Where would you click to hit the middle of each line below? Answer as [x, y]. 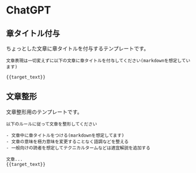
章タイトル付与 [33, 33]
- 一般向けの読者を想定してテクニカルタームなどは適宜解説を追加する [78, 148]
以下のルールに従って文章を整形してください [52, 124]
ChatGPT [29, 10]
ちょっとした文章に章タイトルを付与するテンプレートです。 [78, 48]
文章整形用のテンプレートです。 [44, 111]
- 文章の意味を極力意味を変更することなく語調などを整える [67, 141]
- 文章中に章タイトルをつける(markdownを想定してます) [65, 135]
